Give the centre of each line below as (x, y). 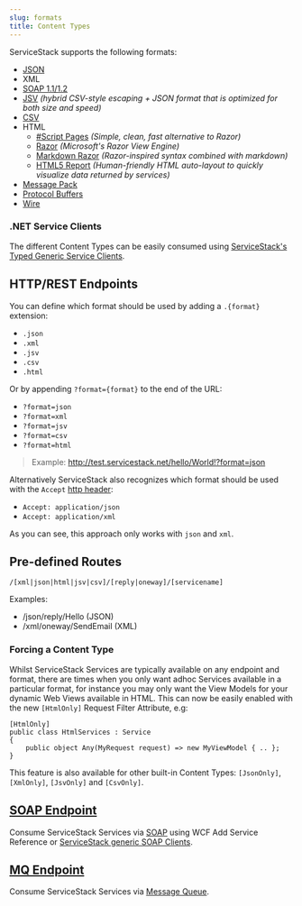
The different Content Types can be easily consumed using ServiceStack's (148, 246)
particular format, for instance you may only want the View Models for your (149, 688)
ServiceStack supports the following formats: (93, 51)
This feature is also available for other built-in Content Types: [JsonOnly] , (145, 773)
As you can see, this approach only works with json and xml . (122, 534)
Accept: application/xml (69, 517)
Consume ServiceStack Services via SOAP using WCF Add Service (134, 832)
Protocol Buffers (53, 194)
